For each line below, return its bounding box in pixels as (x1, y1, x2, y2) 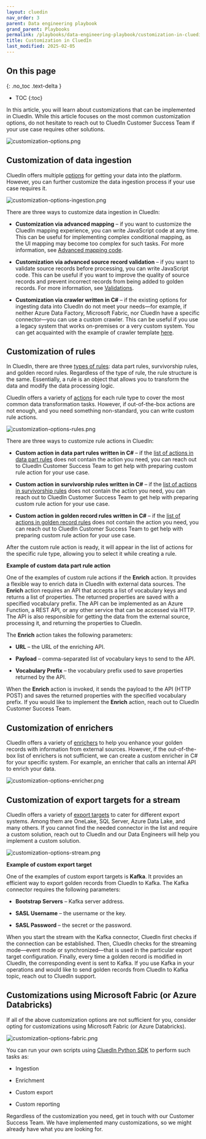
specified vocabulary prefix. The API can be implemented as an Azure (6, 600, 183, 607)
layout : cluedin (6, 9, 48, 15)
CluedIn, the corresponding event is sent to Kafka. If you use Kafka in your (6, 959, 195, 967)
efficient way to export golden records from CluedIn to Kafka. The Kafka (6, 879, 189, 886)
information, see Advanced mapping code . (15, 246, 124, 253)
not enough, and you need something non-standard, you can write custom (6, 407, 194, 415)
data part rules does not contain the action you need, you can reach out (15, 456, 197, 463)
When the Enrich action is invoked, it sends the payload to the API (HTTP (6, 685, 191, 693)
